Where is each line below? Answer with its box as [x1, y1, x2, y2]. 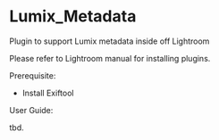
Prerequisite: [9, 70, 56, 81]
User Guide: [9, 104, 54, 115]
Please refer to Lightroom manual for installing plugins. [9, 53, 211, 63]
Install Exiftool [21, 87, 74, 98]
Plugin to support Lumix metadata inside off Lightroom [9, 36, 210, 46]
